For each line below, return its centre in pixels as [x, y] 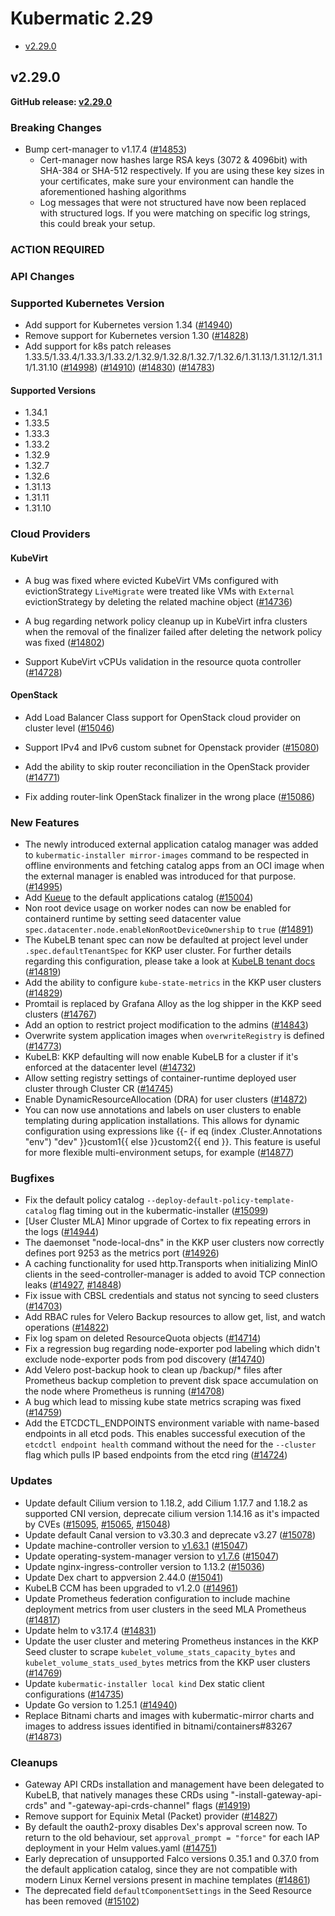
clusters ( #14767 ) [61, 1014]
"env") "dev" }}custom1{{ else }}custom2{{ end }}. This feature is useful [172, 1142]
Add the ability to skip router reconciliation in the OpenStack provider [167, 766]
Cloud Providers [50, 534]
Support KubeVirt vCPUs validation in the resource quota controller [163, 661]
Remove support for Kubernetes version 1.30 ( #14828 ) [137, 336]
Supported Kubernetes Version [87, 303]
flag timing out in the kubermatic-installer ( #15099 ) [163, 1211]
